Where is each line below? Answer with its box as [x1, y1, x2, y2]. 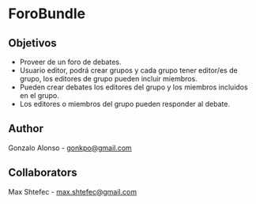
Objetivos [8, 36, 57, 50]
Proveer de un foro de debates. [19, 57, 122, 66]
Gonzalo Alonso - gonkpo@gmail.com [8, 143, 132, 153]
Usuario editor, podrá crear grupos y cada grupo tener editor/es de [19, 66, 239, 75]
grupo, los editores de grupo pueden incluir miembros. [19, 74, 198, 83]
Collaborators [8, 166, 77, 179]
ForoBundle [8, 5, 85, 23]
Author [8, 122, 43, 135]
